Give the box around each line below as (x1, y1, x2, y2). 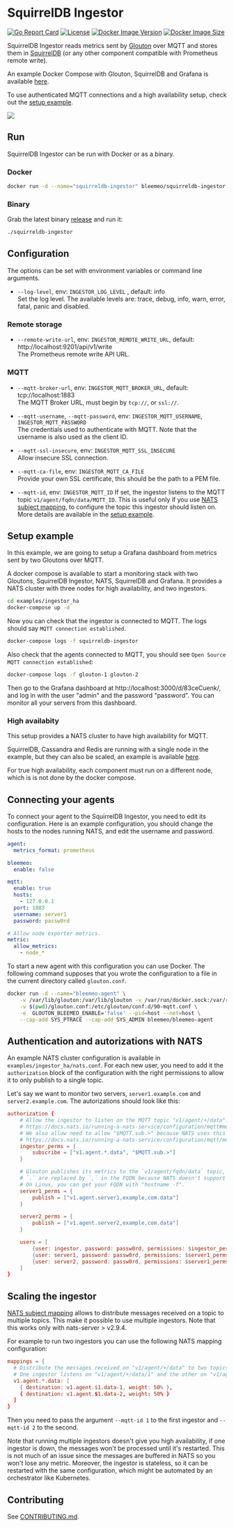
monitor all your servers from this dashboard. (7, 698, 137, 707)
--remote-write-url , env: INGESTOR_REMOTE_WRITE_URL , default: (17, 336, 195, 344)
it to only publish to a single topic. (7, 1076, 104, 1084)
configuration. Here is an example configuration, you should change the (7, 820, 214, 828)
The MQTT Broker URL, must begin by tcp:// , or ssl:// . (17, 398, 179, 407)
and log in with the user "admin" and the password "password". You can (7, 691, 214, 699)
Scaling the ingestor (7, 1290, 97, 1302)
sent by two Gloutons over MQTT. (7, 556, 104, 565)
